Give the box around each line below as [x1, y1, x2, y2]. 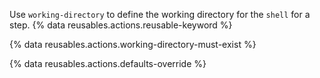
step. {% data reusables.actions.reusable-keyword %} [9, 19, 233, 31]
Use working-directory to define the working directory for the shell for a [9, 9, 311, 20]
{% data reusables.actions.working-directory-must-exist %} [9, 39, 257, 50]
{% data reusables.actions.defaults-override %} [9, 58, 207, 69]
